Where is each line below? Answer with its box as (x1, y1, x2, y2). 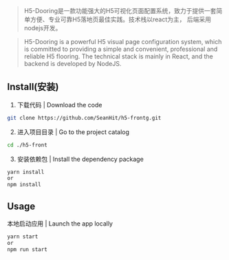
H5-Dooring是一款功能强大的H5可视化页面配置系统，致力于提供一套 (23, 7, 217, 14)
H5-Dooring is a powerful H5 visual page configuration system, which (23, 38, 222, 45)
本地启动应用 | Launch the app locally (7, 219, 113, 228)
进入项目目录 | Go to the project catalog (17, 127, 129, 136)
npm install (7, 182, 41, 188)
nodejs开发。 (23, 24, 62, 32)
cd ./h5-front (7, 141, 48, 149)
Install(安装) (7, 81, 59, 93)
